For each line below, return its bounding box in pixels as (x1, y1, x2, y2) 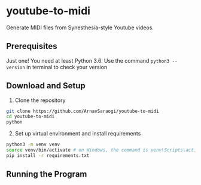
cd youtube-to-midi (6, 113, 55, 120)
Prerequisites (6, 41, 57, 51)
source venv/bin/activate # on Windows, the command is (6, 147, 148, 153)
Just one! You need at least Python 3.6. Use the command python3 (6, 57, 170, 64)
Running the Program (6, 169, 87, 180)
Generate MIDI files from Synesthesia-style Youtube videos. (6, 24, 154, 31)
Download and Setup (6, 81, 86, 91)
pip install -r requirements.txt (6, 152, 90, 159)
